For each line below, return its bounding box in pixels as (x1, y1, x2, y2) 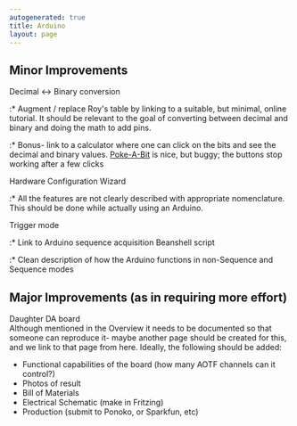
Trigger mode (9, 220, 60, 231)
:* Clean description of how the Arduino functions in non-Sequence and (9, 255, 274, 266)
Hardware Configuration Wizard (9, 176, 127, 187)
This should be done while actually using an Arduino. (9, 202, 203, 214)
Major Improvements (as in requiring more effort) (9, 290, 288, 305)
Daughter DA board (9, 314, 80, 324)
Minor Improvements (9, 62, 128, 78)
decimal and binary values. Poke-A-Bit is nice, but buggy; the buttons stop (9, 149, 283, 160)
